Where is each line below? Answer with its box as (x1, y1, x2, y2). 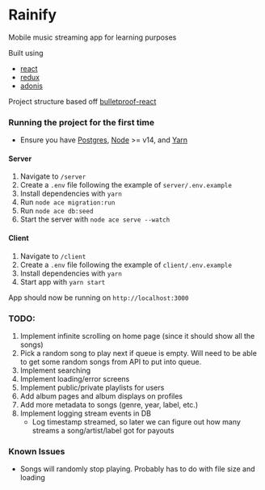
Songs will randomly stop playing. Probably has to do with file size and (19, 464, 256, 474)
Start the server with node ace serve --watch (19, 214, 170, 224)
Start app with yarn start (19, 277, 106, 286)
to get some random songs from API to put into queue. (19, 357, 202, 366)
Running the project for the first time (8, 116, 155, 128)
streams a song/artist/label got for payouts (32, 425, 175, 435)
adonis (19, 81, 43, 91)
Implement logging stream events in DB (19, 408, 152, 418)
